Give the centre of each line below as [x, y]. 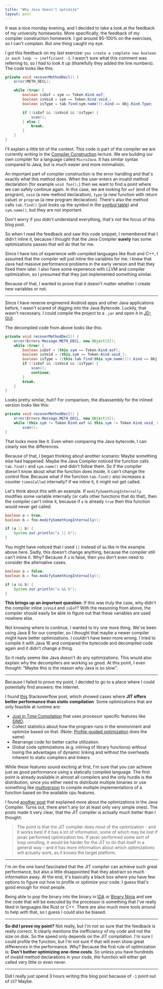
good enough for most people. [36, 887]
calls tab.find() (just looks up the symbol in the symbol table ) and [72, 205]
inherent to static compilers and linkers [51, 758]
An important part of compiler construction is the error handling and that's [79, 174]
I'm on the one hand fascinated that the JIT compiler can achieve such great [81, 867]
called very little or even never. [36, 962]
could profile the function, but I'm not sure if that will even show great [75, 941]
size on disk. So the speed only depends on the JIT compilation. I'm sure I [79, 937]
